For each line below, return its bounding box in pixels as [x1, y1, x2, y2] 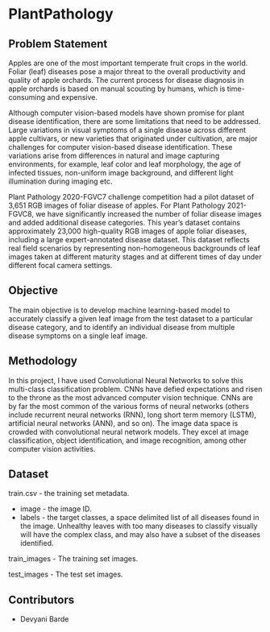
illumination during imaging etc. [8, 176, 113, 186]
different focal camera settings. [8, 261, 113, 270]
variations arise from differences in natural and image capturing [8, 151, 220, 160]
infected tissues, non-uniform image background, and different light [8, 168, 234, 177]
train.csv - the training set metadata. [8, 489, 130, 498]
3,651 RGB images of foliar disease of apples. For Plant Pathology [8, 200, 226, 210]
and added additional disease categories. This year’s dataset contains [8, 218, 240, 227]
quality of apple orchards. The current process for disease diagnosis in [8, 76, 244, 85]
